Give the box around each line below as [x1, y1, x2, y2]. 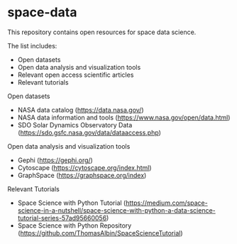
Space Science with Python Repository [17, 221, 132, 230]
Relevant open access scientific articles [17, 70, 134, 79]
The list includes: [7, 41, 57, 50]
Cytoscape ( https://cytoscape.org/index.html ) [17, 163, 152, 171]
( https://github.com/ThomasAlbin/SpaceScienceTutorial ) [17, 228, 183, 237]
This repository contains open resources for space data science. [7, 28, 197, 36]
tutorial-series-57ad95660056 [17, 213, 107, 222]
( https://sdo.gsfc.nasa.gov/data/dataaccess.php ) [17, 128, 161, 137]
